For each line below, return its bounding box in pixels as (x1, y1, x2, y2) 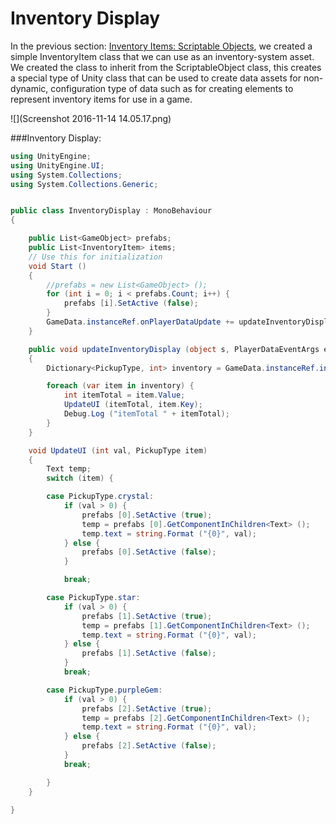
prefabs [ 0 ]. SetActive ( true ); (81, 510, 213, 520)
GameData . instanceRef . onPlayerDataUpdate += (46, 317, 235, 327)
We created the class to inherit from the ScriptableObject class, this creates (10, 61, 322, 73)
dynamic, (10, 82, 49, 94)
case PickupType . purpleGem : (46, 685, 163, 695)
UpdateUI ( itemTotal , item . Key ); (63, 400, 203, 410)
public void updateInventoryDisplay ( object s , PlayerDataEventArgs (28, 344, 320, 354)
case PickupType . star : (46, 593, 141, 603)
